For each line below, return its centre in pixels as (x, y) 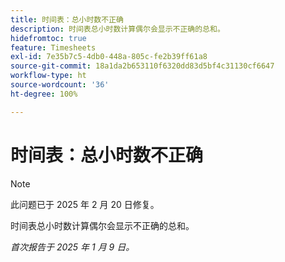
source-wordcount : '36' (60, 85)
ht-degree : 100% (44, 94)
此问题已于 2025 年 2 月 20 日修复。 (85, 204)
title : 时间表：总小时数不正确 (67, 19)
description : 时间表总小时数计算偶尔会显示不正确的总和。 (117, 29)
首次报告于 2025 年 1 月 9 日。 (72, 247)
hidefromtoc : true (48, 38)
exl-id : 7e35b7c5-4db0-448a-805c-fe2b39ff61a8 (109, 57)
